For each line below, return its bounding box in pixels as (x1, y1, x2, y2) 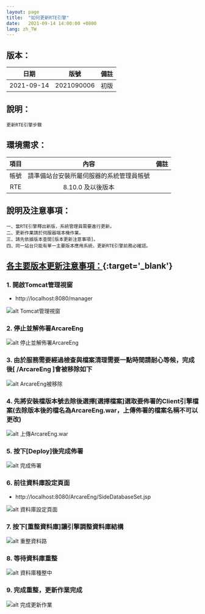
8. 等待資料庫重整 (6, 554, 58, 562)
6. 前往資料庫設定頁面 (6, 479, 70, 487)
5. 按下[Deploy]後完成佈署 (6, 447, 84, 455)
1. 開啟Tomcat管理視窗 (6, 280, 73, 289)
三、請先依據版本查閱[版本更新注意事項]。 (6, 236, 99, 242)
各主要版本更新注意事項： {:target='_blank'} (6, 261, 173, 271)
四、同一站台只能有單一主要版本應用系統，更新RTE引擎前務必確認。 (6, 242, 151, 249)
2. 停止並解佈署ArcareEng (6, 324, 84, 333)
